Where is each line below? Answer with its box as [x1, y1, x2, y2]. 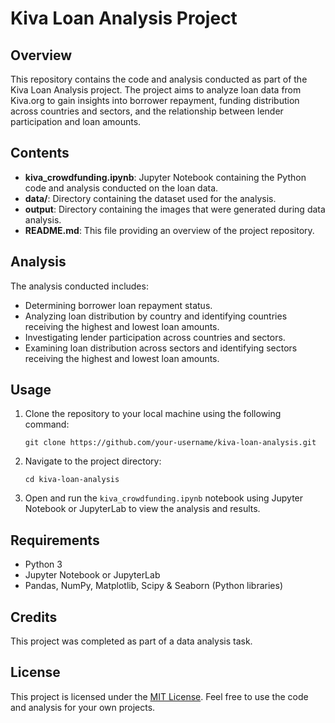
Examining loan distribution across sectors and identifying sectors [24, 342, 298, 354]
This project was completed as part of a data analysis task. [10, 635, 253, 647]
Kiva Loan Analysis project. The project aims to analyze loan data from [10, 84, 302, 96]
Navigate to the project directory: [24, 455, 162, 467]
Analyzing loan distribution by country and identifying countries [24, 310, 288, 322]
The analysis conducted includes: [10, 280, 149, 292]
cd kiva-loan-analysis [24, 475, 120, 485]
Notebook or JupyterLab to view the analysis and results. [24, 503, 261, 515]
